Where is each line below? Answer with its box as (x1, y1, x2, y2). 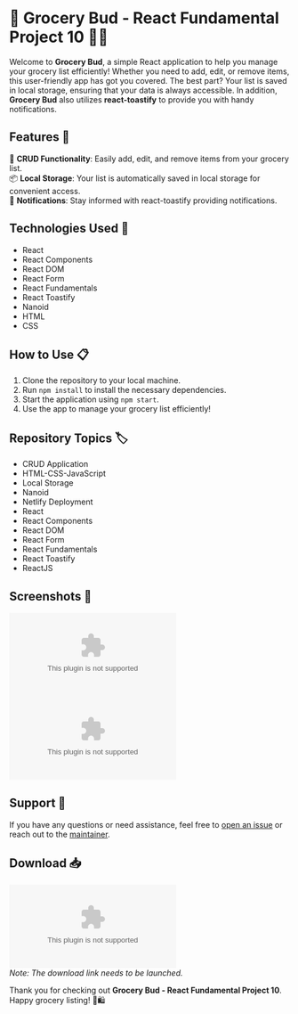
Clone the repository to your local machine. (21, 375, 181, 386)
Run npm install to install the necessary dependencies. (21, 385, 227, 396)
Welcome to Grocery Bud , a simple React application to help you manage (9, 56, 278, 67)
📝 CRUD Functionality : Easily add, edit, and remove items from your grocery (9, 153, 289, 164)
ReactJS (21, 563, 53, 574)
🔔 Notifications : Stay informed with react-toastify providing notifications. (9, 195, 278, 206)
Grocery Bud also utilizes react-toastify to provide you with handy (9, 94, 254, 105)
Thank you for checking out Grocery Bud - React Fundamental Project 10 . (9, 985, 282, 995)
